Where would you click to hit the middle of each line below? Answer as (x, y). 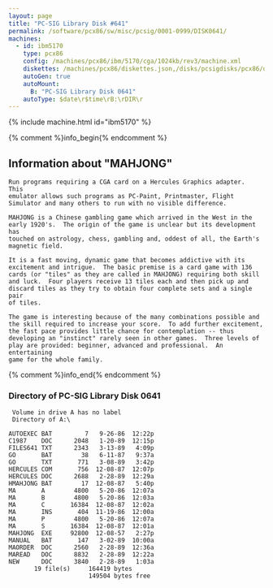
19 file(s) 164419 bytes (83, 569)
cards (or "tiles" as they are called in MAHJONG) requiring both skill (134, 275)
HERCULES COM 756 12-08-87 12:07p (81, 469)
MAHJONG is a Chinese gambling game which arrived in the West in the (130, 218)
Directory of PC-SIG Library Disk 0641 (84, 396)
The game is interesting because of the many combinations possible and (134, 318)
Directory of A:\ (41, 420)
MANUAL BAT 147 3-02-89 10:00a (81, 541)
